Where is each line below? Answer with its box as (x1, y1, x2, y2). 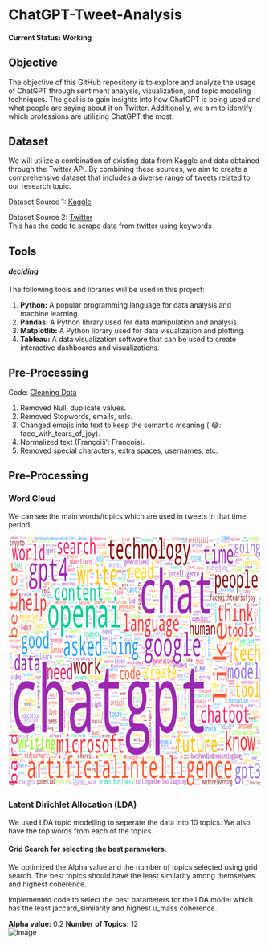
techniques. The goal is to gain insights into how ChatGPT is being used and (8, 94, 261, 104)
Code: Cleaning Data (8, 387, 78, 397)
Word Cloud (8, 493, 56, 504)
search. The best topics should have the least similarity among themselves (8, 871, 255, 880)
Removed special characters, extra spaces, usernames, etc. (19, 446, 218, 455)
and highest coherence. (8, 879, 87, 889)
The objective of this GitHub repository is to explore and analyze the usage (8, 77, 256, 87)
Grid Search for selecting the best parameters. (8, 845, 167, 854)
